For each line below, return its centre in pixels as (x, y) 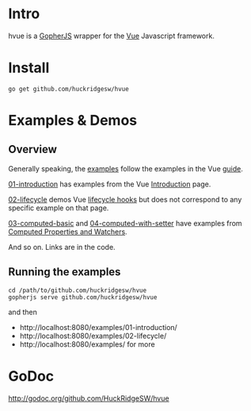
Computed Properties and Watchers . (68, 232)
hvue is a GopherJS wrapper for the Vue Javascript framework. (112, 36)
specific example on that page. (59, 208)
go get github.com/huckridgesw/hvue (68, 89)
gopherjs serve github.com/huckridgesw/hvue (83, 297)
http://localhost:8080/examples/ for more (87, 344)
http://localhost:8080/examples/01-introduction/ (99, 327)
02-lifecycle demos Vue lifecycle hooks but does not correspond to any (125, 199)
